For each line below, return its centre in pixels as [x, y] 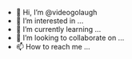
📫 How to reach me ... [53, 47]
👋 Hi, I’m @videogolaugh [56, 12]
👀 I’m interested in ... [50, 21]
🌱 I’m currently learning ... [58, 29]
